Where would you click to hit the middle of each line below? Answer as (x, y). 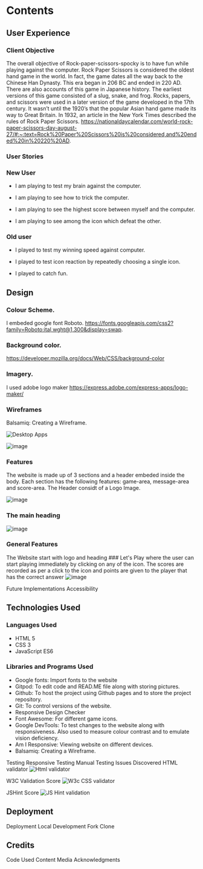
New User (21, 172)
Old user (19, 237)
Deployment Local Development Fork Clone (60, 826)
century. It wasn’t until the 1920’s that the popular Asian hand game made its (101, 108)
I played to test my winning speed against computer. (80, 250)
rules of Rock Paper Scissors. (43, 121)
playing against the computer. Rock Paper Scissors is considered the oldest (100, 70)
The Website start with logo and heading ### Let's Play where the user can (100, 557)
